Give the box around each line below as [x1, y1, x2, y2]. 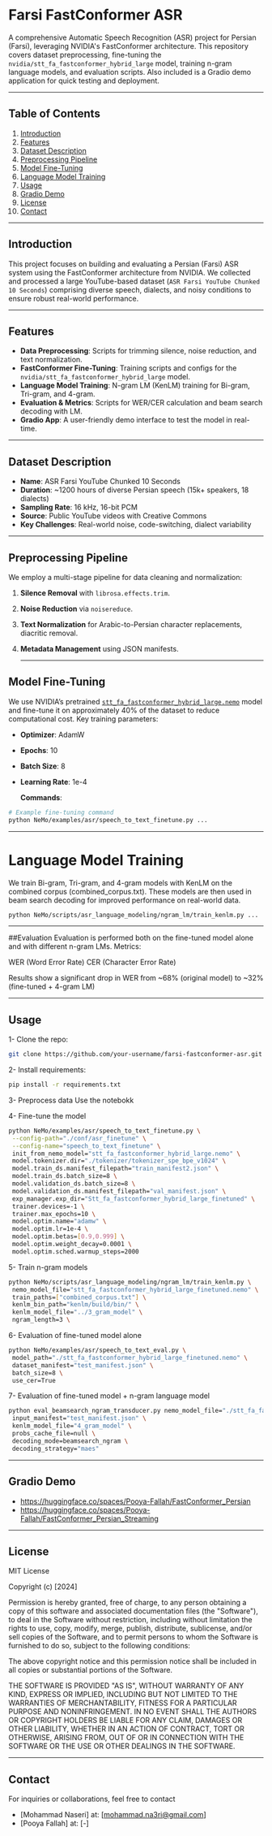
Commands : [19, 792, 62, 802]
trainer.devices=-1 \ [11, 1202, 85, 1210]
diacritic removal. [19, 628, 79, 638]
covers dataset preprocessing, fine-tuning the [8, 50, 162, 59]
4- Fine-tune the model [8, 1111, 87, 1120]
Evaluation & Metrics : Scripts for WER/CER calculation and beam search [19, 398, 263, 408]
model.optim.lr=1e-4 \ [11, 1225, 89, 1233]
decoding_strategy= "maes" [11, 1444, 100, 1453]
